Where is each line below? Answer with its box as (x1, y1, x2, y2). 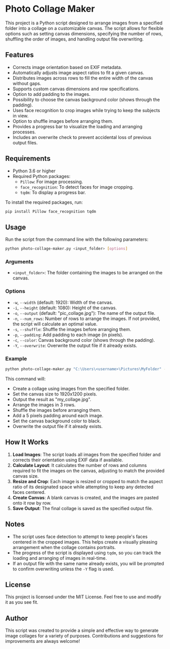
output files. (12, 139, 38, 146)
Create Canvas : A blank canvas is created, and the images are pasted (12, 494, 159, 500)
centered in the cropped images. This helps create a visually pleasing (12, 538, 158, 545)
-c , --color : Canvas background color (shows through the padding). (12, 337, 155, 343)
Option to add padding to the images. (12, 91, 91, 97)
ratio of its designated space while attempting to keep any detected (12, 484, 153, 490)
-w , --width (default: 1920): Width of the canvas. (12, 299, 113, 305)
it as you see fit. (5, 599, 39, 605)
